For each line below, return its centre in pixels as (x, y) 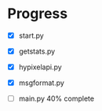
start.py (31, 35)
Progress (38, 14)
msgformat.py (41, 83)
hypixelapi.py (40, 67)
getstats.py (37, 51)
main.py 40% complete (56, 98)
